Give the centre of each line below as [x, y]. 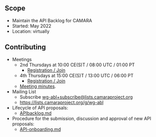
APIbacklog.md [35, 113]
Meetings [22, 59]
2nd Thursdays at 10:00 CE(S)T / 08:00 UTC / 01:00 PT [77, 65]
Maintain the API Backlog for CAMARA [52, 20]
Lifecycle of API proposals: [40, 108]
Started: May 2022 [32, 26]
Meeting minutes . [38, 86]
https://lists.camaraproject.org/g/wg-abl [62, 102]
